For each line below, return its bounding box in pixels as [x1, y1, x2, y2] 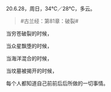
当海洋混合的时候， [6, 55, 53, 62]
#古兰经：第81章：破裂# [20, 18, 79, 25]
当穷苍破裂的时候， [6, 30, 53, 37]
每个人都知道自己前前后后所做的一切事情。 [6, 80, 109, 87]
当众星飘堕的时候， [6, 43, 53, 49]
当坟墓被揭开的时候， [6, 67, 57, 74]
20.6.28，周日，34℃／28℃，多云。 [6, 5, 95, 12]
